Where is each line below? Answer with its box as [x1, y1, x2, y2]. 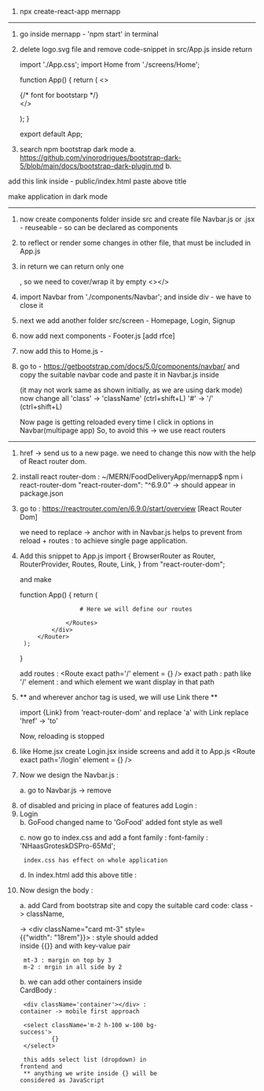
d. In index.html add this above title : [19, 870, 137, 879]
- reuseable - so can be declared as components [19, 223, 178, 232]
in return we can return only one [19, 262, 124, 271]
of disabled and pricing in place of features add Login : [19, 801, 198, 810]
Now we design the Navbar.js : [19, 770, 119, 779]
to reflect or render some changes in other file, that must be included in [19, 238, 251, 247]
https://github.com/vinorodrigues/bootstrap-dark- [19, 153, 182, 162]
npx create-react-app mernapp [19, 7, 121, 16]
